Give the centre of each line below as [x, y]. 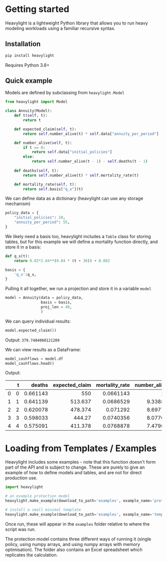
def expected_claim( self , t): [45, 129]
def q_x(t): [17, 256]
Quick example [29, 81]
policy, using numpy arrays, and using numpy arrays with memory [73, 544]
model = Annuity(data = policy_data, [44, 298]
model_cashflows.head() [30, 363]
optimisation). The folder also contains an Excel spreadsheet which [74, 550]
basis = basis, [56, 302]
